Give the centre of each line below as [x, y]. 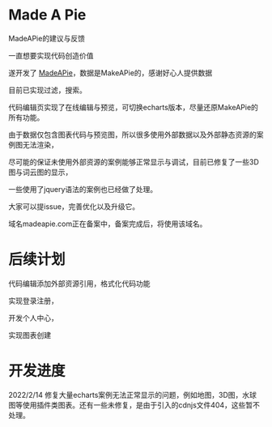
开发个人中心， [33, 318]
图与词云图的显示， [40, 172]
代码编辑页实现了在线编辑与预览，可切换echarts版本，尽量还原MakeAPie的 [134, 107]
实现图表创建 [30, 335]
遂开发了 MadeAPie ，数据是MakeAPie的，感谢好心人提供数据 [110, 73]
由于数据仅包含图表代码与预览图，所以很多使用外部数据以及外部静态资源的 [132, 135]
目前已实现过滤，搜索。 [47, 90]
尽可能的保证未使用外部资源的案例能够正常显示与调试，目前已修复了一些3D [134, 162]
